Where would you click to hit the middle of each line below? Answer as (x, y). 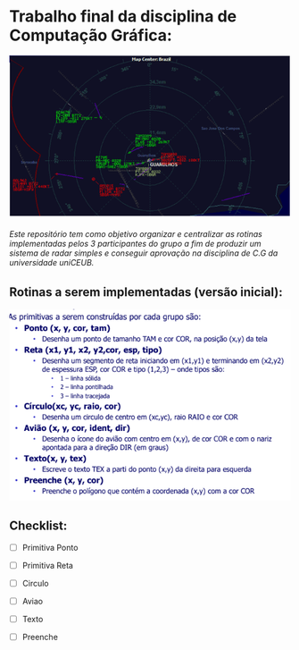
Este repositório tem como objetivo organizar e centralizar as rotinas (136, 233)
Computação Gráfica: (91, 35)
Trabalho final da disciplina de (123, 17)
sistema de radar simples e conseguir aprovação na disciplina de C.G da (144, 253)
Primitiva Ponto (50, 547)
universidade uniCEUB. (52, 262)
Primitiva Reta (48, 565)
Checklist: (38, 526)
